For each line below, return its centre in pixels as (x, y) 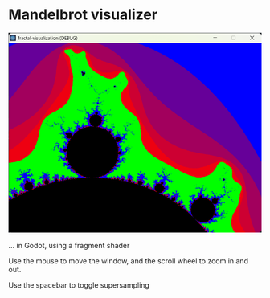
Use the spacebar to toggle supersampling (79, 285)
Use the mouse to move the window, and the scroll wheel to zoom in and (129, 261)
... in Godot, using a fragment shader (69, 245)
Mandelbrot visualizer (83, 15)
